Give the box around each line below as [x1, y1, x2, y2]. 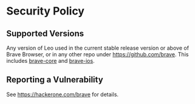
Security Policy [6, 4, 85, 18]
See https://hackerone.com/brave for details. [6, 91, 119, 98]
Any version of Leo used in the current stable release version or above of [6, 44, 190, 51]
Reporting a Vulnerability [6, 74, 103, 85]
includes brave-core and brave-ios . [6, 57, 95, 64]
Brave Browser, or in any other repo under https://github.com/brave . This [6, 51, 189, 58]
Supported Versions [6, 28, 84, 39]
